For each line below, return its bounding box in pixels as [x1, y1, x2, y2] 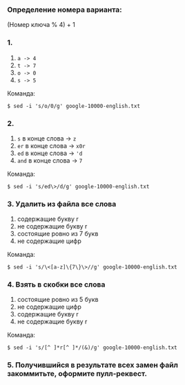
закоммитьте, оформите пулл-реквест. [7, 369, 147, 379]
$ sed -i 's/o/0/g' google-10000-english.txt [7, 102, 140, 109]
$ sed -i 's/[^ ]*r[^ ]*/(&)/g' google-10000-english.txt [7, 344, 177, 351]
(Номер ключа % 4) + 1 [7, 21, 76, 29]
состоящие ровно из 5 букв [17, 296, 99, 304]
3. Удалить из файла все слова [7, 199, 117, 208]
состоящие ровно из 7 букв [17, 230, 99, 238]
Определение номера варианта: [7, 5, 122, 15]
